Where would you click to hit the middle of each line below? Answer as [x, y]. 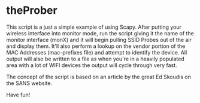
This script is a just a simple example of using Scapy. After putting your [94, 27]
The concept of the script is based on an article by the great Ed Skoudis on [99, 77]
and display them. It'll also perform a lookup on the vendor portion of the [96, 46]
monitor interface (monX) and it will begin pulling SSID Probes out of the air [99, 40]
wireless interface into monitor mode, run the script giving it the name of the [100, 33]
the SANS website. [29, 83]
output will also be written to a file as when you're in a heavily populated [95, 59]
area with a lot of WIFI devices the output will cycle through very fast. [92, 65]
